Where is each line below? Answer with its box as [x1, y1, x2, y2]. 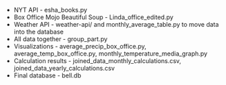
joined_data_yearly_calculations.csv [13, 64, 115, 72]
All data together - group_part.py [13, 35, 108, 43]
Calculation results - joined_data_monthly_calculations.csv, [13, 57, 182, 64]
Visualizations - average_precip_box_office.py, [13, 42, 147, 50]
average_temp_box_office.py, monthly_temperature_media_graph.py [13, 49, 208, 58]
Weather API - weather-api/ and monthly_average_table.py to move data [13, 21, 219, 28]
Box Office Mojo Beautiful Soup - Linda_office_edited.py [13, 13, 174, 21]
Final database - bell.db [13, 71, 82, 80]
